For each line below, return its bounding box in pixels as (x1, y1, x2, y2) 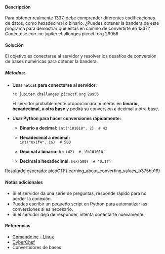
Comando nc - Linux (12, 234, 54, 240)
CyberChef (12, 239, 35, 245)
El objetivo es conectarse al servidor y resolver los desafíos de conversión (5, 53, 157, 59)
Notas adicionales (5, 179, 43, 185)
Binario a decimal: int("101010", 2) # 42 (19, 125, 108, 131)
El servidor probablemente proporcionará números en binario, (12, 101, 139, 107)
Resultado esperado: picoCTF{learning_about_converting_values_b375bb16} (5, 168, 161, 174)
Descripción (5, 4, 31, 10)
